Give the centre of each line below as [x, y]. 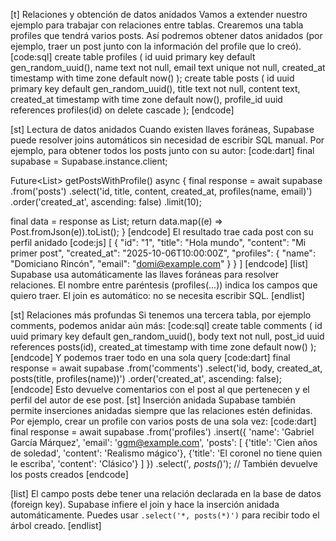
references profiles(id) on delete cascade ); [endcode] [122, 110]
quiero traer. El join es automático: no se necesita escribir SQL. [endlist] [157, 295]
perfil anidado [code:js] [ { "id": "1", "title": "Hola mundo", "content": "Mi [158, 242]
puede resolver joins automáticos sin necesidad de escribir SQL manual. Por [167, 140]
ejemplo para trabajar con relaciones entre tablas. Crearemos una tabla [157, 25]
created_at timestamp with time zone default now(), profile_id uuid [146, 99]
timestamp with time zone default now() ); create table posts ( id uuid [152, 78]
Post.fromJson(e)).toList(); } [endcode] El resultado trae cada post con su [162, 232]
